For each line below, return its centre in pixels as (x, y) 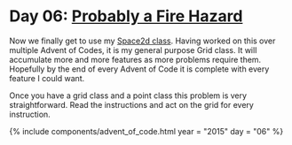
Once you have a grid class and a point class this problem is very (128, 95)
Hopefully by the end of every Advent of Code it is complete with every (139, 69)
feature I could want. (47, 78)
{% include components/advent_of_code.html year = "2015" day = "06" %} (146, 131)
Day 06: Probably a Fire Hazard (126, 16)
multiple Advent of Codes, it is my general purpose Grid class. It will (133, 50)
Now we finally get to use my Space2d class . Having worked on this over (142, 41)
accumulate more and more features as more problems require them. (135, 59)
